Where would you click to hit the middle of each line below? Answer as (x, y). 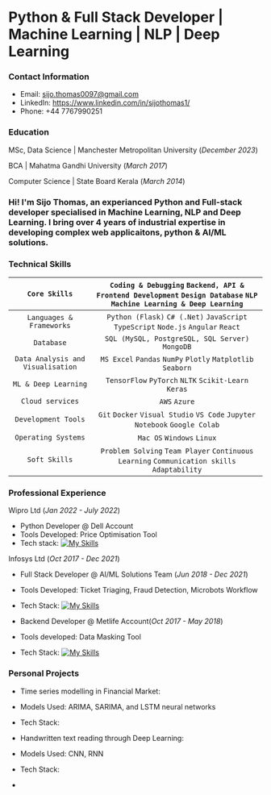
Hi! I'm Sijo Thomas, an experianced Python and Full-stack (125, 202)
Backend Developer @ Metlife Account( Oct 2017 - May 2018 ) (121, 622)
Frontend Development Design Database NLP (177, 296)
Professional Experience (57, 493)
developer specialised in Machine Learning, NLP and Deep (125, 212)
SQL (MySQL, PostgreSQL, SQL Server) (177, 339)
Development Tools (50, 419)
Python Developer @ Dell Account (77, 526)
